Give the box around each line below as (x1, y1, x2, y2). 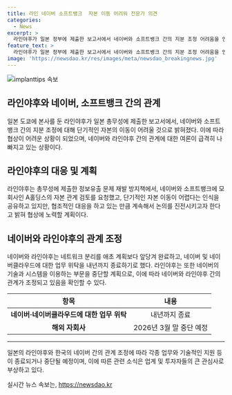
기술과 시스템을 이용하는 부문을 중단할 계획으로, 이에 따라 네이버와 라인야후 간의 (7, 270, 221, 278)
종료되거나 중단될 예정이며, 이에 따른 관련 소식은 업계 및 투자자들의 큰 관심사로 (14, 357, 224, 365)
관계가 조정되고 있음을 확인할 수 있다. (7, 278, 107, 287)
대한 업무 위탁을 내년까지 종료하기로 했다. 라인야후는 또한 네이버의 (42, 261, 220, 270)
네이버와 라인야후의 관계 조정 (7, 232, 123, 244)
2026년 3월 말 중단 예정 (133, 323, 209, 333)
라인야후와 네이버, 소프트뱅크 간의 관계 (7, 98, 161, 109)
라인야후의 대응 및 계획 (7, 165, 98, 176)
